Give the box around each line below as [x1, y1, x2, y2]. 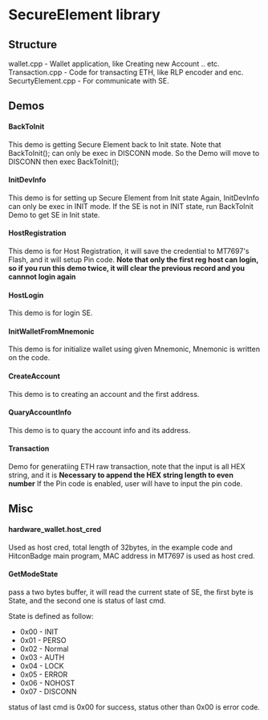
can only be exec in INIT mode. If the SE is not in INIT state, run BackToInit [8, 201, 254, 211]
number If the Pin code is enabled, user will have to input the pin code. [8, 479, 243, 489]
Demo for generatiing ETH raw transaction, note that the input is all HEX [8, 462, 246, 472]
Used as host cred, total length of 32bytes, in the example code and [8, 542, 233, 552]
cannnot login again [8, 272, 76, 281]
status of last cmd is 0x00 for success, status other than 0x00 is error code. [8, 702, 261, 712]
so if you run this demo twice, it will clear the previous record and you [8, 264, 245, 272]
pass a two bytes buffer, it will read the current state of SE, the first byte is [8, 587, 254, 596]
